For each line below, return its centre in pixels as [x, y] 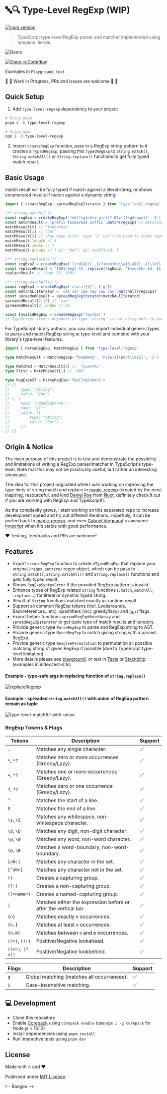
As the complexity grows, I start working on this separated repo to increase [82, 510]
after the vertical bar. [61, 908]
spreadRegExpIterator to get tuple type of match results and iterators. [83, 622]
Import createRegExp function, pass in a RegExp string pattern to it [80, 146]
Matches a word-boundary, [68, 847]
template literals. [34, 42]
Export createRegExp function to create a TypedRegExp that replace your [84, 563]
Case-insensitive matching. [58, 985]
